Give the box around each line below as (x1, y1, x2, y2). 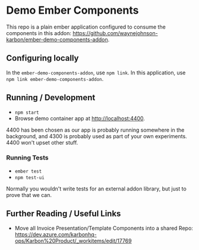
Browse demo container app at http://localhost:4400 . (14, 114, 146, 122)
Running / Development (6, 93, 96, 103)
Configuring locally (6, 53, 79, 63)
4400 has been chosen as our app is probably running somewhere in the (6, 126, 185, 133)
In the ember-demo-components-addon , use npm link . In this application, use (6, 69, 186, 76)
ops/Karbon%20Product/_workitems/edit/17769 (14, 237, 132, 244)
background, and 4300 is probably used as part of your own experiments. (6, 132, 187, 140)
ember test (14, 168, 42, 174)
